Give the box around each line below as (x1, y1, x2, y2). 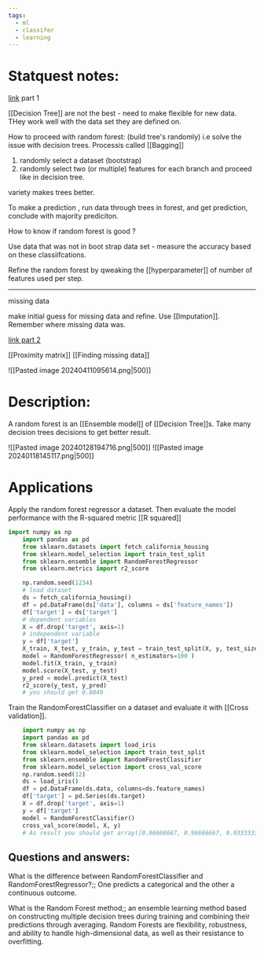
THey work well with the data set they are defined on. (8, 117, 181, 127)
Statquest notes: (8, 68, 119, 85)
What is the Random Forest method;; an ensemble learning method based (8, 904, 247, 913)
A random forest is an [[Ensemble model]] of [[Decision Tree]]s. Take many (8, 419, 251, 429)
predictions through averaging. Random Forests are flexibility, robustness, (8, 920, 247, 930)
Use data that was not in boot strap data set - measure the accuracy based (8, 241, 251, 252)
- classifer (15, 26, 55, 34)
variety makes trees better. (8, 188, 95, 197)
